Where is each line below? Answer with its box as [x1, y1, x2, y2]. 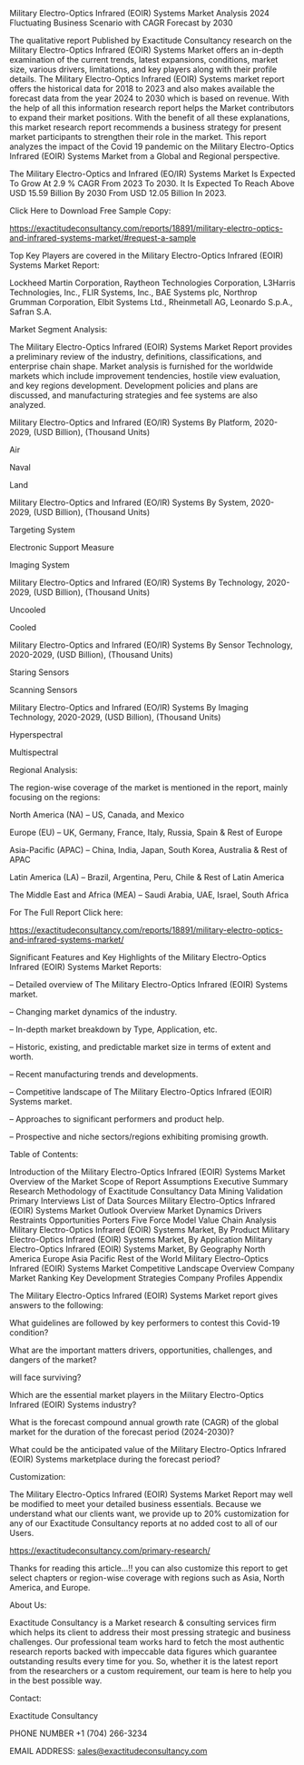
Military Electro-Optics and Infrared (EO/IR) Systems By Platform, [9, 417, 252, 428]
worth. [9, 1051, 34, 1062]
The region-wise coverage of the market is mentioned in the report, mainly [9, 782, 289, 793]
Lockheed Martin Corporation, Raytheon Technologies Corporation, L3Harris [9, 277, 297, 288]
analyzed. [9, 400, 46, 410]
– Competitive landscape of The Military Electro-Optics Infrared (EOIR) [9, 1086, 273, 1097]
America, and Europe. [9, 1582, 91, 1592]
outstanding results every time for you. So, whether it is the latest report [9, 1656, 279, 1666]
